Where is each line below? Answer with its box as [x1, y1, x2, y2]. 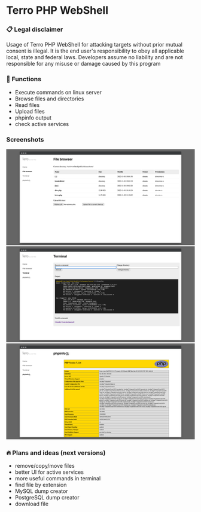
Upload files [14, 108, 45, 115]
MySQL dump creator [14, 488, 68, 495]
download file [14, 500, 49, 508]
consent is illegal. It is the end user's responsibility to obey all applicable [6, 47, 184, 54]
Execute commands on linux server [14, 88, 102, 96]
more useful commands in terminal [14, 475, 101, 482]
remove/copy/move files [14, 462, 75, 470]
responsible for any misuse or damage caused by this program [6, 60, 161, 68]
